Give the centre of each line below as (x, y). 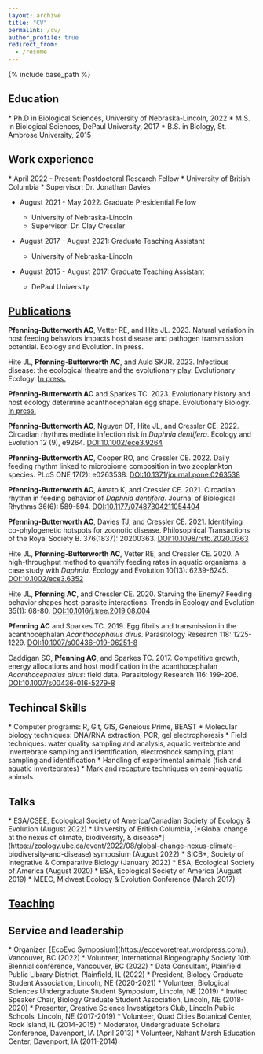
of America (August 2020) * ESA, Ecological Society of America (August (125, 871)
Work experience (51, 159)
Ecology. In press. (37, 379)
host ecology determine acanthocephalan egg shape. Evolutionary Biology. (130, 403)
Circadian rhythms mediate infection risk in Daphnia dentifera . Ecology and (130, 434)
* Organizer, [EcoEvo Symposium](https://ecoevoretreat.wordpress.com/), (128, 949)
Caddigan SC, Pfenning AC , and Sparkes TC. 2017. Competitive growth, (124, 658)
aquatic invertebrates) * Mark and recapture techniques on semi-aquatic (126, 768)
